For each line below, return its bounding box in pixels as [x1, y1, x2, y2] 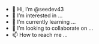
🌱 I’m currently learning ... [11, 18, 76, 25]
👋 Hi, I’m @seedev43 [11, 6, 64, 12]
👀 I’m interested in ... [11, 12, 63, 19]
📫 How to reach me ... [11, 32, 68, 38]
